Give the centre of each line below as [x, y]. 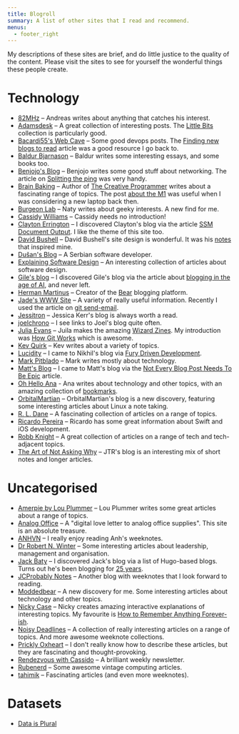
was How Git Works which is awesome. [76, 338]
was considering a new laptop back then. [78, 201]
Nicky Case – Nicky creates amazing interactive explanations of [111, 607]
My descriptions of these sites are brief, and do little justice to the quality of [118, 54]
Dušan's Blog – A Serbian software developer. [85, 255]
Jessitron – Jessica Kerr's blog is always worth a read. [98, 316]
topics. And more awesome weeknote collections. [91, 637]
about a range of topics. [53, 516]
